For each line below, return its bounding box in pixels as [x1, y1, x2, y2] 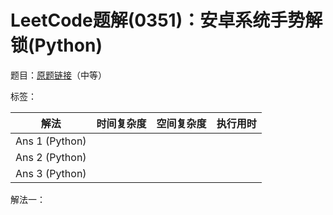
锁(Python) [10, 34, 103, 57]
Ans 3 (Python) [15, 166, 87, 180]
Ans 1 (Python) [15, 134, 87, 148]
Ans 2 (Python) [15, 150, 87, 164]
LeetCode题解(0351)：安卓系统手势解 [10, 9, 323, 32]
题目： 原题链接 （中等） [10, 69, 107, 81]
